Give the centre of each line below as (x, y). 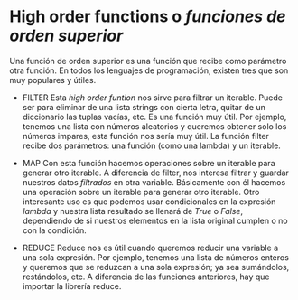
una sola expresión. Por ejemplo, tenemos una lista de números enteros (155, 257)
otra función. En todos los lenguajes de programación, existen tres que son (149, 70)
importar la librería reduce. (72, 286)
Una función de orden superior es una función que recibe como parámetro (148, 61)
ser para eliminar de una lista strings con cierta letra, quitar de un (144, 107)
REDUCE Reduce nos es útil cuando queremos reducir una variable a (150, 248)
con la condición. (55, 230)
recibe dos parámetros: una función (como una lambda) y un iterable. (152, 145)
